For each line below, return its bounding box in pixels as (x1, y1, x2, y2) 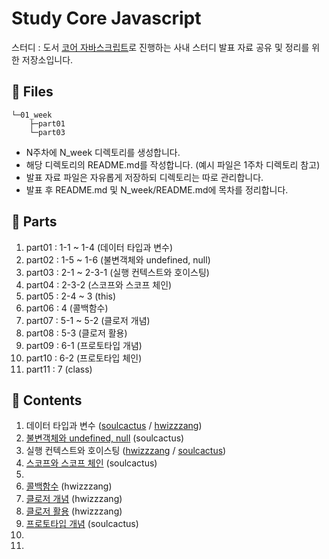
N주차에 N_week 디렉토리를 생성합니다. (25, 146, 181, 158)
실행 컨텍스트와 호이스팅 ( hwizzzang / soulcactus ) (25, 445, 227, 457)
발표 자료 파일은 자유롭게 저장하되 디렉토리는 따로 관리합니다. (25, 171, 264, 183)
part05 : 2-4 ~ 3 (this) (25, 290, 117, 302)
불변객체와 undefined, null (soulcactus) (25, 432, 185, 444)
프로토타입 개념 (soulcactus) (25, 518, 139, 530)
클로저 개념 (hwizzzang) (25, 493, 123, 505)
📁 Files (11, 83, 54, 101)
